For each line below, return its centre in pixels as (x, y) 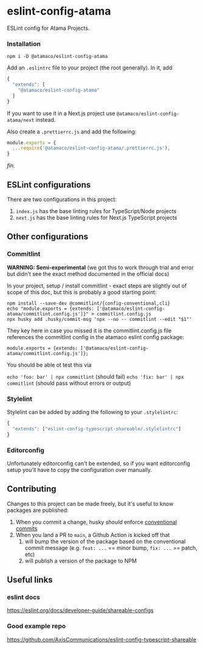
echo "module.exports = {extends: (51, 309)
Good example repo (36, 626)
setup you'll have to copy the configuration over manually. (80, 469)
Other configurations (48, 237)
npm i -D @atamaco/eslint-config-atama (57, 57)
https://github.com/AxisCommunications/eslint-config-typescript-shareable (102, 639)
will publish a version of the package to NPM (81, 561)
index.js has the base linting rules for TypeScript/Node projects (96, 211)
